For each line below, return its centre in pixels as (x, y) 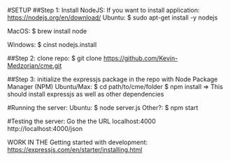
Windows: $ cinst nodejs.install (52, 44)
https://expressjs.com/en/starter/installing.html (75, 149)
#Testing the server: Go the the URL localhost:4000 (81, 121)
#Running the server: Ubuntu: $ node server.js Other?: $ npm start (103, 107)
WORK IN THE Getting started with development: (78, 142)
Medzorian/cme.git (35, 65)
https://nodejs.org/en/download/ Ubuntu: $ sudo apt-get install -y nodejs (113, 17)
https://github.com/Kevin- (141, 58)
